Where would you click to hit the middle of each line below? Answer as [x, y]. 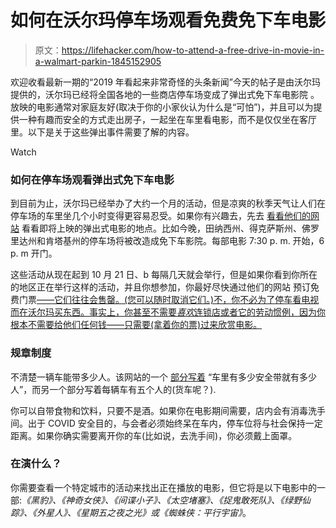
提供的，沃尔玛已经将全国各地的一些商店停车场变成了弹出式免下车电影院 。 [165, 94]
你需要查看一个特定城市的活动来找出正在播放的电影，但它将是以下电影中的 [163, 487]
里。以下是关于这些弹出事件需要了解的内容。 [102, 132]
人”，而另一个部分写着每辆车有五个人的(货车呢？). [113, 389]
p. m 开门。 [34, 253]
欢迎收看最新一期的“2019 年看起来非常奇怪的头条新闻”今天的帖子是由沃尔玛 [166, 82]
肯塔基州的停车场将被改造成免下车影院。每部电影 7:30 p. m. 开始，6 [184, 241]
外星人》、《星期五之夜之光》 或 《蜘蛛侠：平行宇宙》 [139, 512]
